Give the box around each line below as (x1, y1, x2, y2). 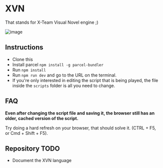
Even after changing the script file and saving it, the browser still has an (5, 110, 155, 116)
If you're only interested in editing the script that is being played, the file (12, 77, 159, 83)
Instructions (5, 43, 43, 52)
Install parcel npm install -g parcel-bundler (12, 61, 104, 67)
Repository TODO (5, 144, 60, 153)
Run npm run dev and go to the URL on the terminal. (12, 72, 117, 78)
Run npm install (12, 67, 46, 73)
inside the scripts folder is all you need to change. (12, 83, 116, 88)
